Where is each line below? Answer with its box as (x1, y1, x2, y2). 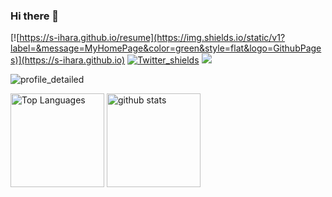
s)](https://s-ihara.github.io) (10, 54, 126, 66)
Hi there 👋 (10, 9, 60, 23)
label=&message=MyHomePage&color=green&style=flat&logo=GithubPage (10, 42, 322, 54)
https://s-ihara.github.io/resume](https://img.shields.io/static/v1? (19, 32, 286, 44)
